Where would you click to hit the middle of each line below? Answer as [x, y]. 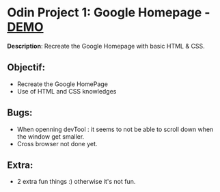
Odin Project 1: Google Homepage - [109, 13]
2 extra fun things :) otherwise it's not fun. [76, 182]
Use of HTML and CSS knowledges [67, 91]
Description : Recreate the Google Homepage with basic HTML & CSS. [106, 46]
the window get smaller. [51, 136]
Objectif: [26, 67]
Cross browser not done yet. [57, 143]
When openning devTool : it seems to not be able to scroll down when [115, 129]
